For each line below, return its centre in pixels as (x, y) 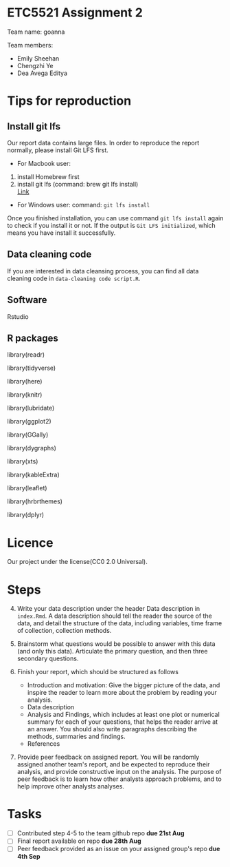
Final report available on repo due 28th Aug (79, 841)
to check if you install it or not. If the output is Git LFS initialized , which (112, 225)
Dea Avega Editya (42, 73)
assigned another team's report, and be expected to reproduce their (113, 764)
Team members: (30, 45)
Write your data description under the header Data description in (108, 609)
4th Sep (28, 857)
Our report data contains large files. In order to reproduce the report (103, 143)
